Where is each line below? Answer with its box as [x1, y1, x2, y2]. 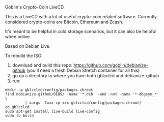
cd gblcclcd [5, 105, 29, 110]
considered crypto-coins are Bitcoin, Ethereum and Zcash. [5, 19, 124, 25]
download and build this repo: [12, 62, 73, 68]
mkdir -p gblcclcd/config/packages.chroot [5, 88, 93, 92]
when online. [5, 34, 31, 39]
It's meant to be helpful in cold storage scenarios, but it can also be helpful [5, 29, 157, 34]
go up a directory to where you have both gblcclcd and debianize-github [12, 73, 160, 78]
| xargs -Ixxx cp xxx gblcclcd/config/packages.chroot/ [25, 100, 141, 105]
